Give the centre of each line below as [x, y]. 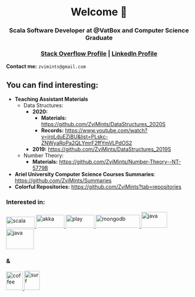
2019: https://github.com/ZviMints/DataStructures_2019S [102, 149]
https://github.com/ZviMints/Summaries [63, 181]
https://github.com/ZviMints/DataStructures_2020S [103, 124]
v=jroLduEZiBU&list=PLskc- [75, 137]
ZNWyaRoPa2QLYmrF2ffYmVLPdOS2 [87, 143]
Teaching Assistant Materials [51, 99]
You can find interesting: [52, 85]
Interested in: [26, 202]
